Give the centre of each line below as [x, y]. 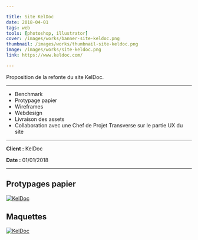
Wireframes [29, 106]
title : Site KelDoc [30, 17]
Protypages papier [41, 184]
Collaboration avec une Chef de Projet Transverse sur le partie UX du [99, 125]
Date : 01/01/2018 [27, 160]
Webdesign [28, 113]
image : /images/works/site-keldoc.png [54, 50]
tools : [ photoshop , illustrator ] [47, 33]
